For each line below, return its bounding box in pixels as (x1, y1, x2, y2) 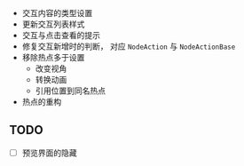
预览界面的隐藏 (21, 147, 77, 158)
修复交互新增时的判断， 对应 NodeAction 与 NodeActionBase (21, 41, 236, 51)
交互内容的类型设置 (21, 8, 93, 18)
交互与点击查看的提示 (21, 30, 100, 40)
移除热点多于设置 (21, 52, 85, 62)
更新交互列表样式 (21, 19, 85, 29)
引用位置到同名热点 (35, 85, 106, 96)
